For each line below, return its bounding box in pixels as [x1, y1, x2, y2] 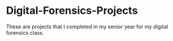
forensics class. [6, 29, 44, 36]
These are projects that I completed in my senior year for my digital [6, 23, 168, 30]
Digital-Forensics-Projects [6, 4, 138, 17]
